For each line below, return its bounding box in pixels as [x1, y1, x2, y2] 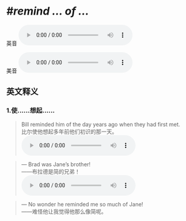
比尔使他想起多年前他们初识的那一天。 [21, 128, 117, 135]
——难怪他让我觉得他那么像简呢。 [21, 208, 107, 215]
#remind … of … [6, 4, 89, 18]
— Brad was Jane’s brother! [21, 160, 91, 168]
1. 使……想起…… [6, 107, 55, 115]
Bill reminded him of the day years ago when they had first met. [21, 121, 181, 128]
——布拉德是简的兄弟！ [21, 167, 80, 175]
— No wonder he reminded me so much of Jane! [21, 200, 143, 208]
